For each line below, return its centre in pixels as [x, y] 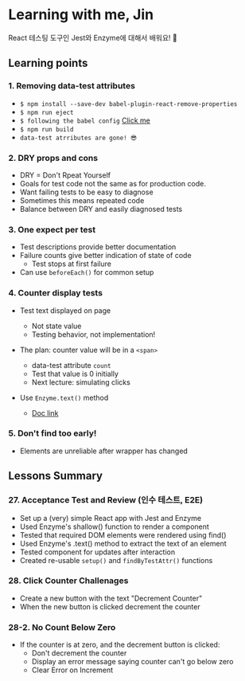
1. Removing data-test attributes [72, 86]
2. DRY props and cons [53, 158]
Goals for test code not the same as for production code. [113, 183]
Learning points [48, 63]
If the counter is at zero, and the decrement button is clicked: [120, 645]
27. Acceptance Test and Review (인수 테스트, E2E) [106, 500]
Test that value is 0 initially [75, 374]
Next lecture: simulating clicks [81, 382]
